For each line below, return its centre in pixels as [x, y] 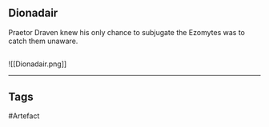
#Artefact [24, 116]
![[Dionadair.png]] [38, 64]
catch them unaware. [43, 41]
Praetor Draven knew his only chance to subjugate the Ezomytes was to [127, 32]
